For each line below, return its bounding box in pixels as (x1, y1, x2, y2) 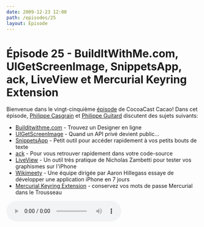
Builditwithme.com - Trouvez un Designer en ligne (15, 124, 142, 131)
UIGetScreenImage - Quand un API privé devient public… (15, 131, 160, 138)
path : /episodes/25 (6, 15, 56, 21)
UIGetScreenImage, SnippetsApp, (6, 59, 182, 73)
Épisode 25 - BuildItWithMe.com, (6, 46, 179, 60)
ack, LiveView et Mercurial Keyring (6, 73, 187, 86)
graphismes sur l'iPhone (15, 163, 77, 170)
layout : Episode (6, 20, 48, 26)
